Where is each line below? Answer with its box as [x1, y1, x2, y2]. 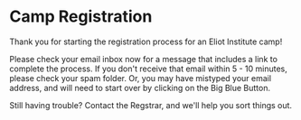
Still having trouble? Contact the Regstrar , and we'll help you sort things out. [9, 99, 292, 110]
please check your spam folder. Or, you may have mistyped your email [9, 72, 272, 83]
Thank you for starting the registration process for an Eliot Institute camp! [9, 36, 283, 47]
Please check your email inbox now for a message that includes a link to [9, 53, 278, 64]
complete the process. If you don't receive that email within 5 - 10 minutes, [9, 63, 287, 74]
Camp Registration [9, 6, 153, 27]
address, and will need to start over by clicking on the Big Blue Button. [9, 82, 271, 93]
